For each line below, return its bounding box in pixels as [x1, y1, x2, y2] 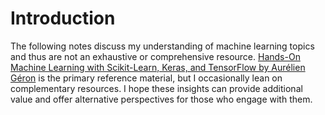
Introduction [10, 7, 116, 30]
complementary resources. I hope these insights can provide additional [10, 82, 303, 94]
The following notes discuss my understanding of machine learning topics [10, 40, 315, 52]
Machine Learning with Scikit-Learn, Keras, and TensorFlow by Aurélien [10, 61, 306, 73]
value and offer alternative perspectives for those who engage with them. [10, 93, 313, 105]
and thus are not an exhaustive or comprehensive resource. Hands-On [10, 50, 301, 62]
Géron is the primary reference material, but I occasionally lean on [10, 72, 283, 84]
